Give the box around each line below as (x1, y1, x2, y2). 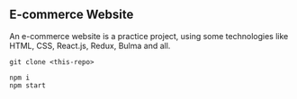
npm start (9, 80, 47, 90)
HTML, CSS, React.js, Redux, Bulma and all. (9, 40, 171, 51)
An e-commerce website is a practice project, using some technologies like (9, 30, 289, 41)
